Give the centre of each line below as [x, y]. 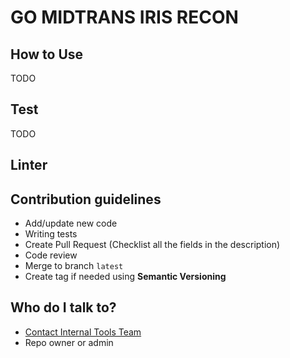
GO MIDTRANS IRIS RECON [124, 17]
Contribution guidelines [86, 199]
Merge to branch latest [74, 266]
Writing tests [51, 234]
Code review [51, 255]
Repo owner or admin [69, 342]
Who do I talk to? [63, 307]
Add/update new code [71, 223]
